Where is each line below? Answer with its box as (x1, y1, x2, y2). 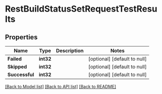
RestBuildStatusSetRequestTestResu (5, 3, 158, 15)
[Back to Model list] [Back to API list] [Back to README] (5, 84, 116, 89)
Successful (7, 71, 34, 78)
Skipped (7, 63, 27, 70)
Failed (7, 56, 22, 62)
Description (56, 47, 84, 54)
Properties (5, 33, 38, 41)
